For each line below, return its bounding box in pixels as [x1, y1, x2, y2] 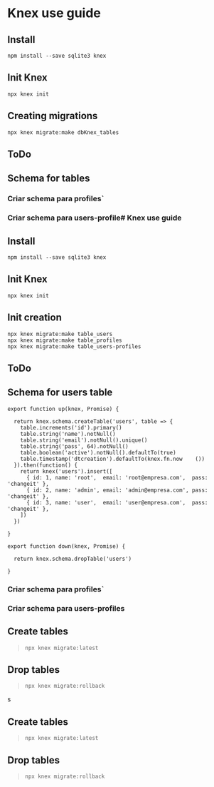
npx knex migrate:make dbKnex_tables [7, 128, 119, 136]
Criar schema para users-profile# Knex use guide [7, 213, 182, 223]
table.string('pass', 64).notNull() [20, 442, 129, 450]
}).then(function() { [14, 462, 78, 469]
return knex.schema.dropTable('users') [14, 555, 132, 562]
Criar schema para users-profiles [7, 603, 125, 613]
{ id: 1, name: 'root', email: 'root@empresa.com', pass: [26, 474, 208, 481]
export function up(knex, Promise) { [7, 405, 119, 412]
